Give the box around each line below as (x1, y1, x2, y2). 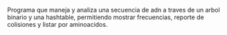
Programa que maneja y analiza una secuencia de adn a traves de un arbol (7, 6, 220, 14)
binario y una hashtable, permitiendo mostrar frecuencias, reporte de (7, 13, 204, 21)
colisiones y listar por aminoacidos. (7, 21, 108, 28)
